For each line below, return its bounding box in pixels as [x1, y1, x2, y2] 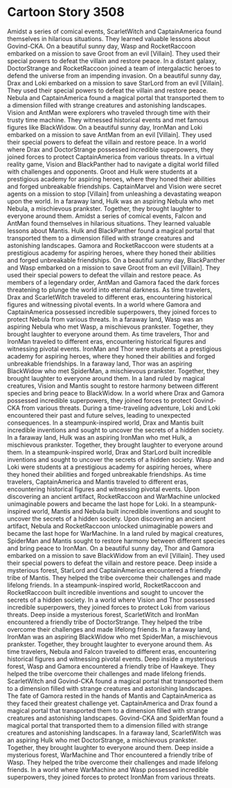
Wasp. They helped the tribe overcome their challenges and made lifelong [7, 758, 218, 766]
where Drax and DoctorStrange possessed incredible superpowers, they [7, 145, 214, 154]
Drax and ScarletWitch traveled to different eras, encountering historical [7, 293, 213, 301]
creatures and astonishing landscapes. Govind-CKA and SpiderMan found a [7, 714, 224, 722]
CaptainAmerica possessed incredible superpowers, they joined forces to [7, 307, 217, 316]
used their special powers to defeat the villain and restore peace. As [7, 270, 202, 279]
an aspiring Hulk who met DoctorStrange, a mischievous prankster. [7, 736, 198, 744]
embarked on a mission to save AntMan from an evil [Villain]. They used [7, 130, 213, 139]
